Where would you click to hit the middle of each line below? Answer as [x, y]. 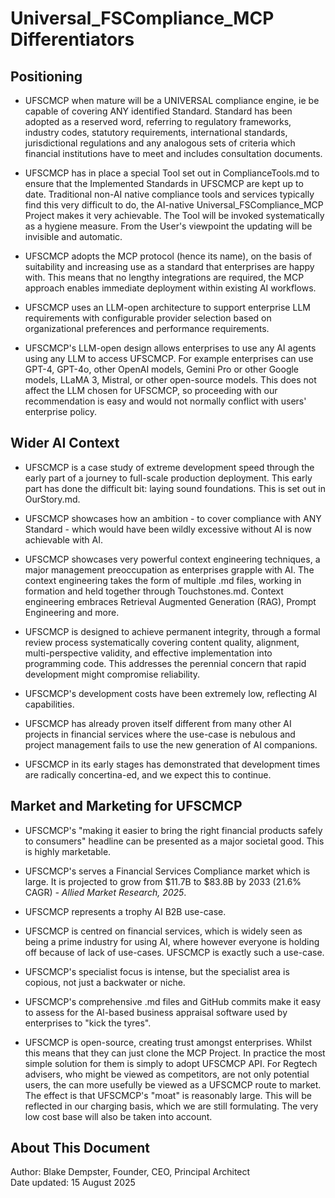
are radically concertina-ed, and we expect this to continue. [148, 774]
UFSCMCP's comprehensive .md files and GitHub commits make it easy [173, 1001]
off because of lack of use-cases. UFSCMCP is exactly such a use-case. [174, 952]
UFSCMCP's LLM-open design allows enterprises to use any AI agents [170, 348]
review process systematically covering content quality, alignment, [162, 642]
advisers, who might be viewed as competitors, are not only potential [167, 1074]
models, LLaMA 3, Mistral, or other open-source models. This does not [170, 380]
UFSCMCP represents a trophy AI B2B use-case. [125, 911]
